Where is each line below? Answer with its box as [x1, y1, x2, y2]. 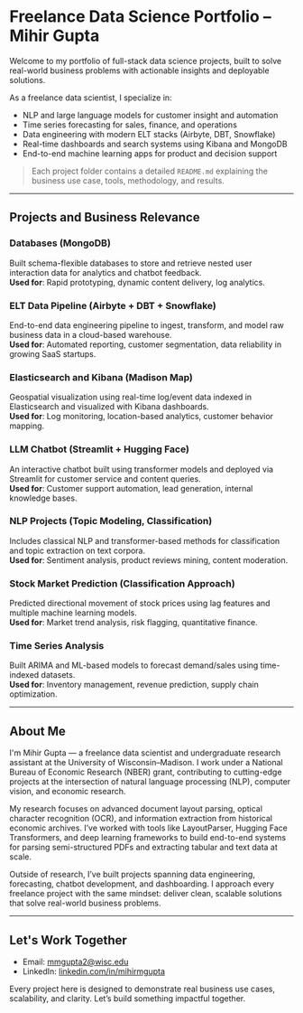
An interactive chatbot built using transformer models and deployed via [9, 464, 273, 474]
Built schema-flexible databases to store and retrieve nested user [9, 258, 252, 268]
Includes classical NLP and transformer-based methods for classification [9, 535, 280, 546]
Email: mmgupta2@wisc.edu [22, 956, 129, 968]
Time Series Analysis [9, 640, 105, 652]
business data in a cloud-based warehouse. [9, 329, 172, 340]
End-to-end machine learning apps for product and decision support [22, 147, 278, 159]
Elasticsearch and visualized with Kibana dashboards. [9, 401, 209, 412]
